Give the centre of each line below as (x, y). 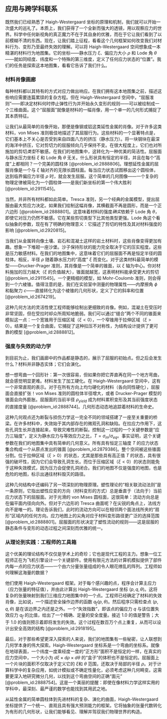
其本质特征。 (18, 116)
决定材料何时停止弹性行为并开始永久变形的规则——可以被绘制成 (90, 104)
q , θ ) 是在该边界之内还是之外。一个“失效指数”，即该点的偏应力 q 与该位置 (80, 609)
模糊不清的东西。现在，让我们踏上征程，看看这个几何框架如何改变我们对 (83, 40)
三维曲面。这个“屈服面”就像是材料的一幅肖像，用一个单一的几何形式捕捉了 (85, 110)
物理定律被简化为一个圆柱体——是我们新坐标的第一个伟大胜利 (68, 182)
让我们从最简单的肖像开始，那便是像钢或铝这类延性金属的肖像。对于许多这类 (83, 127)
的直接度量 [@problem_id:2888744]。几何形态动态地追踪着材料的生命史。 (81, 407)
